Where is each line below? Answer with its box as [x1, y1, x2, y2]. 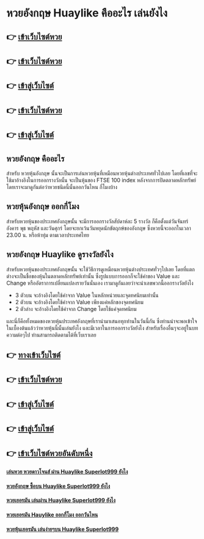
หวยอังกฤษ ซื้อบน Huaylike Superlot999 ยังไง [6, 482, 111, 490]
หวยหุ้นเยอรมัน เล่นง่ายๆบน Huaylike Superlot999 [6, 525, 119, 533]
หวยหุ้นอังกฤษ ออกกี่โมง [6, 201, 79, 212]
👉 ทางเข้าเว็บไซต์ [6, 349, 61, 360]
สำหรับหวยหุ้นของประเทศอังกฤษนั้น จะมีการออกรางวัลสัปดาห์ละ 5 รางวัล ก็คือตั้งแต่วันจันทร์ [6, 217, 189, 225]
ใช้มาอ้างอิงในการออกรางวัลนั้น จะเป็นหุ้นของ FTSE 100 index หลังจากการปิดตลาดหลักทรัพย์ [6, 176, 197, 184]
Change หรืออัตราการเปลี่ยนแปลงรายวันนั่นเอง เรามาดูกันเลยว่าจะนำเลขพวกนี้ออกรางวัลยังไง [6, 279, 194, 287]
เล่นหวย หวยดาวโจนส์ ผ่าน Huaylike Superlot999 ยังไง [6, 468, 128, 476]
